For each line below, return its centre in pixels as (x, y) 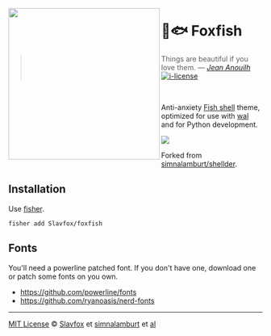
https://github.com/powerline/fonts (78, 292)
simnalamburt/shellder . (199, 164)
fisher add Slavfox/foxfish (56, 223)
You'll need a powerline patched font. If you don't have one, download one (132, 267)
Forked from (181, 155)
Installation (37, 189)
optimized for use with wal (205, 115)
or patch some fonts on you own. (63, 276)
